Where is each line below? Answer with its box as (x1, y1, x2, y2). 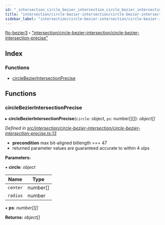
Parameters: (5, 155, 31, 161)
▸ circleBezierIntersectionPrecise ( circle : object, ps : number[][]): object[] (5, 115, 156, 121)
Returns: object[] (5, 214, 40, 220)
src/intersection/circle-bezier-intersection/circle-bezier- (27, 125, 141, 131)
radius (7, 193, 23, 198)
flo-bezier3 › (5, 30, 31, 36)
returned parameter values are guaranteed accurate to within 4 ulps (12, 145, 150, 151)
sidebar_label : (5, 16, 36, 21)
